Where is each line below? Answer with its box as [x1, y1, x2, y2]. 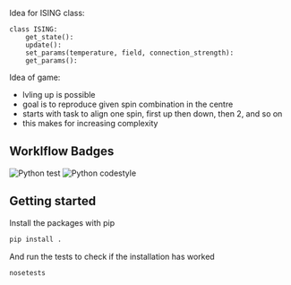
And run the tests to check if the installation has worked [9, 251, 215, 262]
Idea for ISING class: [9, 8, 85, 18]
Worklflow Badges [9, 143, 115, 160]
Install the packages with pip [9, 217, 115, 228]
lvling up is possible [21, 90, 96, 99]
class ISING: [9, 25, 58, 34]
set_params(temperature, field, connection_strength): [25, 48, 235, 57]
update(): [25, 40, 63, 49]
